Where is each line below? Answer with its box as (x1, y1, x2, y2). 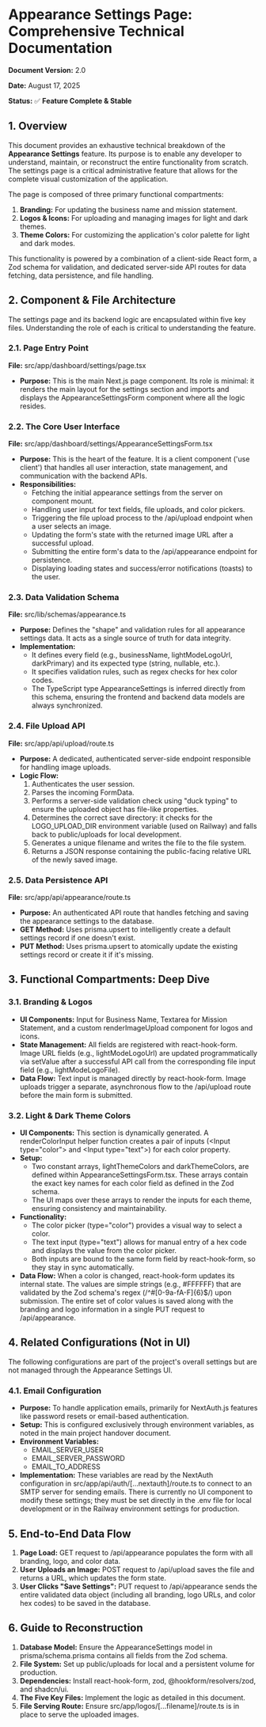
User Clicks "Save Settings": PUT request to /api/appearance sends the (19, 1581, 257, 1591)
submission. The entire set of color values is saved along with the (19, 1296, 234, 1306)
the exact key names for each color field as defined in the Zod (31, 1179, 234, 1188)
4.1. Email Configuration (8, 1385, 101, 1396)
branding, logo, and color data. (19, 1556, 121, 1566)
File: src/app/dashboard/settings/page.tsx (8, 360, 146, 370)
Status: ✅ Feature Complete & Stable (8, 96, 132, 105)
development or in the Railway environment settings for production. (19, 1504, 240, 1513)
